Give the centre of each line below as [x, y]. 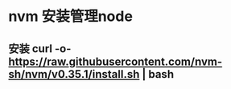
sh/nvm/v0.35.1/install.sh [74, 74]
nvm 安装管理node [70, 16]
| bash [158, 74]
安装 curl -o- [40, 49]
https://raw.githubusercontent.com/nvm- [115, 61]
